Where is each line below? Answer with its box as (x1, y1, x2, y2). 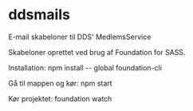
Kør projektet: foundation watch (8, 93, 112, 103)
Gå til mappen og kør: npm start (8, 78, 113, 88)
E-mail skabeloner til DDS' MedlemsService (8, 32, 152, 42)
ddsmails (8, 6, 70, 24)
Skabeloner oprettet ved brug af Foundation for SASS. (8, 47, 186, 57)
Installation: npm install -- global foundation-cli (8, 62, 162, 73)
